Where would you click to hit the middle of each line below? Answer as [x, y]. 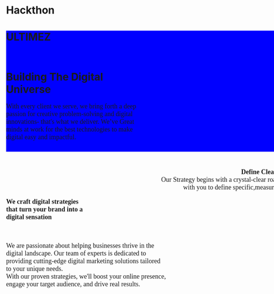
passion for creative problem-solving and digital [69, 114]
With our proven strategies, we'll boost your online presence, [86, 276]
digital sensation [29, 217]
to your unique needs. [35, 269]
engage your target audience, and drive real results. [73, 284]
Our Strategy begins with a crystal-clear [213, 180]
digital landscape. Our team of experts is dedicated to [76, 254]
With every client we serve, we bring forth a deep [71, 106]
